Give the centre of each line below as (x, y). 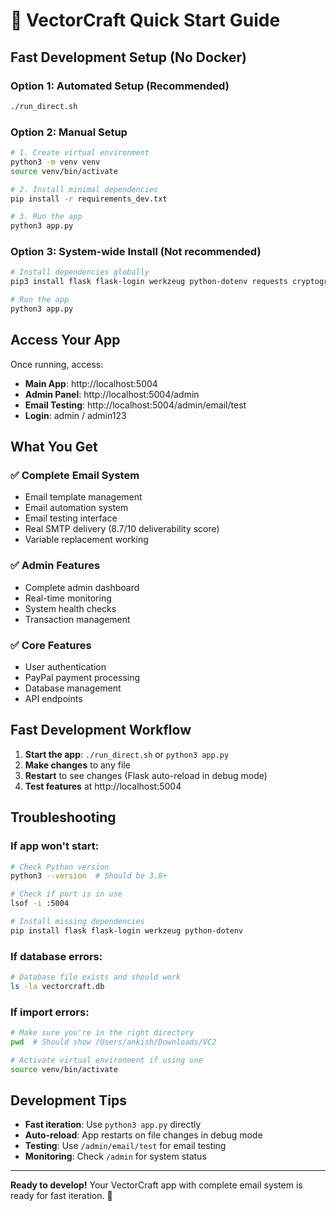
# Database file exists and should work (96, 977)
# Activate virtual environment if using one (106, 1060)
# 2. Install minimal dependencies (84, 189)
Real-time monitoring (68, 598)
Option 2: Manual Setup (69, 132)
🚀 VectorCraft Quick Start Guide (145, 20)
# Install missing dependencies (77, 922)
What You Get (54, 447)
